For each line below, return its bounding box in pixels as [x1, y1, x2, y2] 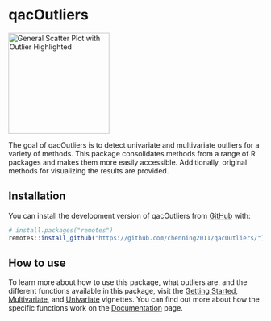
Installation [8, 190, 66, 203]
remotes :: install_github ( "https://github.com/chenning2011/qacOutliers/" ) [8, 234, 265, 242]
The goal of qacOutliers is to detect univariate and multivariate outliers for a [8, 140, 260, 150]
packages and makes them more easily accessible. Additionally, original [8, 157, 248, 167]
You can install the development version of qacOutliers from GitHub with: [8, 211, 251, 220]
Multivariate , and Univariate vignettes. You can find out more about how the [8, 294, 260, 304]
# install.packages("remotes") [8, 226, 114, 235]
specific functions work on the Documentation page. [8, 303, 183, 313]
